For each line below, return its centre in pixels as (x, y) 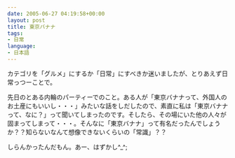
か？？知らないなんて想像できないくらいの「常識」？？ (87, 132)
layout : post (26, 20)
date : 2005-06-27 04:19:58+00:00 (56, 14)
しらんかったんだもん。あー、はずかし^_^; (67, 147)
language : (22, 46)
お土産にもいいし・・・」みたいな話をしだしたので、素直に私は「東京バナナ (118, 106)
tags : (15, 33)
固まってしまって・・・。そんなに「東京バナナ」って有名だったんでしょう (114, 123)
